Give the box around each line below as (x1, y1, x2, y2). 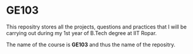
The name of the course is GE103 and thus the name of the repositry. (6, 41, 176, 48)
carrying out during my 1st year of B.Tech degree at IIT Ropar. (6, 29, 157, 36)
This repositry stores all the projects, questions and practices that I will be (6, 23, 187, 30)
